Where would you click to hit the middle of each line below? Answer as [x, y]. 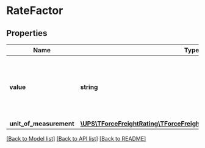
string [89, 87]
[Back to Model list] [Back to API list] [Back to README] [76, 139]
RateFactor [35, 11]
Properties [27, 33]
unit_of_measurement [42, 124]
